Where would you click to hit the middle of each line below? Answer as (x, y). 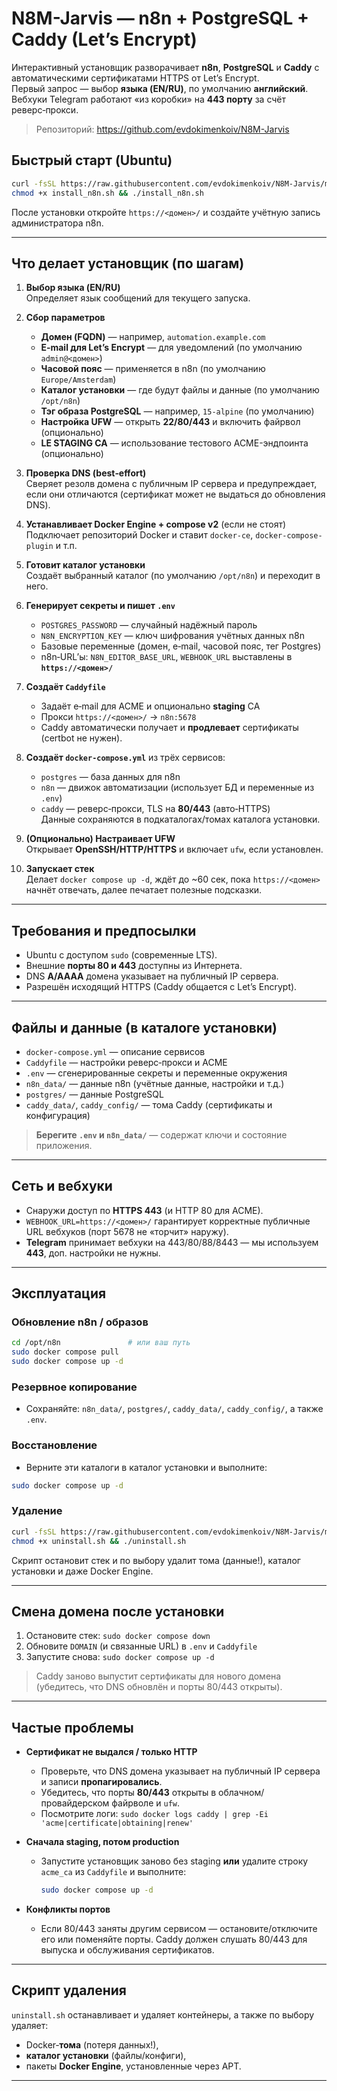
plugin (39, 547)
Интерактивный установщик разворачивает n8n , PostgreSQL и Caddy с (165, 67)
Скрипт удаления (69, 1990)
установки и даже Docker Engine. (82, 1571)
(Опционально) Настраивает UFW (100, 839)
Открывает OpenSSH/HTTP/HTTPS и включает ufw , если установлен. (174, 849)
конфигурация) (58, 1115)
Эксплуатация (59, 1293)
